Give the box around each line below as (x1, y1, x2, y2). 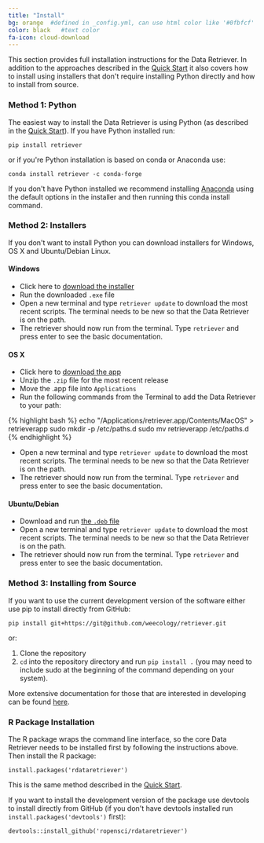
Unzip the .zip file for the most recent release (19, 376, 169, 385)
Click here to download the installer (19, 282, 135, 291)
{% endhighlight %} (8, 433, 72, 442)
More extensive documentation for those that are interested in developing (8, 688, 247, 698)
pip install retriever (8, 141, 82, 149)
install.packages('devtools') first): (8, 812, 126, 822)
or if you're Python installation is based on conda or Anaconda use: (8, 155, 226, 164)
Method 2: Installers (8, 220, 87, 231)
